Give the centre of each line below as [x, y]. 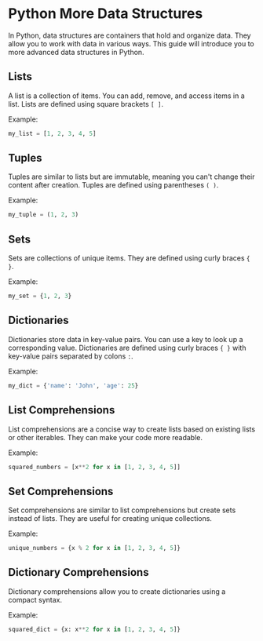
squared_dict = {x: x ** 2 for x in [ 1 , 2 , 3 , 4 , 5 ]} [94, 629]
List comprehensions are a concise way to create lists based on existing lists [132, 429]
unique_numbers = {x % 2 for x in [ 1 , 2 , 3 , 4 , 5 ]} [95, 548]
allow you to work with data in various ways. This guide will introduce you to [131, 43]
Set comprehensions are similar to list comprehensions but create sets [122, 510]
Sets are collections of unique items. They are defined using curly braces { [129, 258]
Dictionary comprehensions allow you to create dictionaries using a [117, 591]
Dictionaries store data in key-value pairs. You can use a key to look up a [126, 339]
